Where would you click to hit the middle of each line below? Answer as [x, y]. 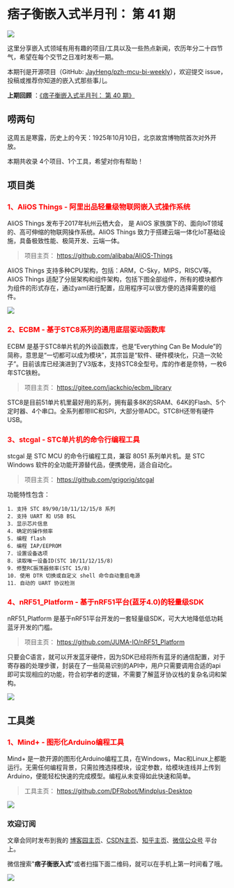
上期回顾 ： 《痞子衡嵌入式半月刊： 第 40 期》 [71, 95]
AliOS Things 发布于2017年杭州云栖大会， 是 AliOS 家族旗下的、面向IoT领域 [115, 224]
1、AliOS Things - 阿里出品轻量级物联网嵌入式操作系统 [99, 207]
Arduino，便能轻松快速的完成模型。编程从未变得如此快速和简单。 [101, 776]
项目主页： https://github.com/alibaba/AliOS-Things [98, 256]
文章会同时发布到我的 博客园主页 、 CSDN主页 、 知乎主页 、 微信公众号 [105, 840]
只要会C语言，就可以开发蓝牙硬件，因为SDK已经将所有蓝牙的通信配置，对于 [116, 657]
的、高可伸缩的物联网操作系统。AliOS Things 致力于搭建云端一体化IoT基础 [114, 232]
